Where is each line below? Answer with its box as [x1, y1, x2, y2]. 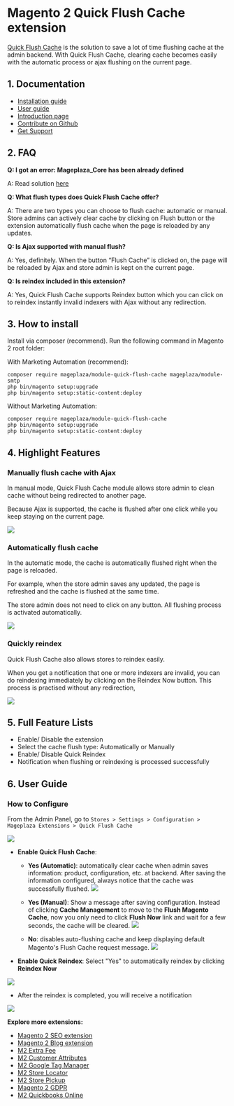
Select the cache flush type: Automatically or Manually [17, 743, 175, 751]
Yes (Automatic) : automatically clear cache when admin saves [27, 861, 209, 870]
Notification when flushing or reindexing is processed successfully [17, 758, 210, 766]
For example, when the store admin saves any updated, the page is [7, 580, 200, 588]
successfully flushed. [27, 885, 89, 893]
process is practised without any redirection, [7, 683, 136, 692]
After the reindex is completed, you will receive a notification [17, 991, 192, 999]
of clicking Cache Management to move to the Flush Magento [27, 906, 209, 914]
